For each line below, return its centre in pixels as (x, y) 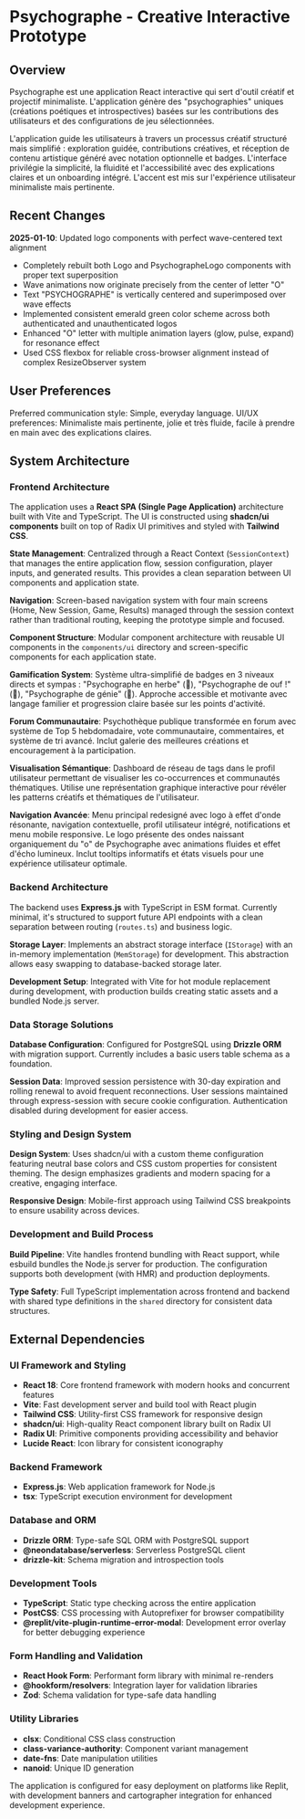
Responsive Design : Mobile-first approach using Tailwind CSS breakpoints (150, 1201)
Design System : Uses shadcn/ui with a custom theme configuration (137, 1154)
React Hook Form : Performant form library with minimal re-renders (148, 1676)
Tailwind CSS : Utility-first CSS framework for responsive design (142, 1414)
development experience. (57, 1804)
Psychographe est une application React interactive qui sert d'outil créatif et (152, 92)
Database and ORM (53, 1520)
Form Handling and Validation (76, 1656)
